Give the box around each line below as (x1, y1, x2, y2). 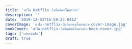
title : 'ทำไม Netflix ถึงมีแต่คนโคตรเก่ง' (5, 7, 80, 13)
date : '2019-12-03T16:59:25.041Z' (5, 17, 79, 22)
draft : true (5, 36, 31, 41)
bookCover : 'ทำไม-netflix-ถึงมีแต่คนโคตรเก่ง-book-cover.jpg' (5, 27, 123, 32)
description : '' (5, 12, 40, 17)
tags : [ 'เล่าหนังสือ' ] (5, 31, 43, 36)
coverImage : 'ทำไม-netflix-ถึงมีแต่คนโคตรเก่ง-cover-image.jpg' (5, 21, 128, 27)
